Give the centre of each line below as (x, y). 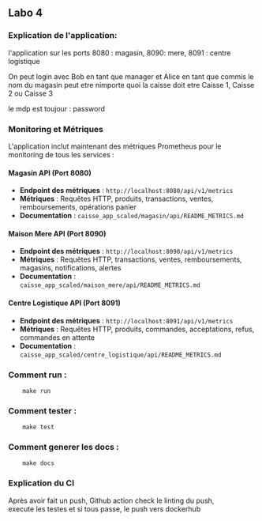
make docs (39, 463)
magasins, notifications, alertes (70, 268)
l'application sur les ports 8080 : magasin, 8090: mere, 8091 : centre (120, 53)
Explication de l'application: (63, 36)
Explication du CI (41, 483)
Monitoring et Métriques (56, 129)
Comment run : (37, 375)
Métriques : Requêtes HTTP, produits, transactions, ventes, (116, 199)
